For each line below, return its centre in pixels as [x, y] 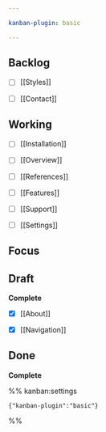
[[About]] [35, 313]
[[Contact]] [39, 99]
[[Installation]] [43, 144]
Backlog [29, 63]
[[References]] [44, 176]
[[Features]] [40, 193]
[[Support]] [39, 209]
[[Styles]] [35, 83]
